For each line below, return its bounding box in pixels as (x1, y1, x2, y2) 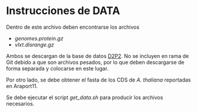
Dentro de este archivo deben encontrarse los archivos (6, 23, 140, 30)
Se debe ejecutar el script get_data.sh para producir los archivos (6, 94, 163, 101)
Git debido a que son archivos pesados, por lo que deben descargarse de (6, 59, 185, 66)
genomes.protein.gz (14, 35, 64, 42)
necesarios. (6, 100, 35, 107)
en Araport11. (6, 82, 38, 89)
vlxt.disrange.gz (14, 41, 54, 48)
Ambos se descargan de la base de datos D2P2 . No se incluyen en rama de (6, 52, 189, 59)
